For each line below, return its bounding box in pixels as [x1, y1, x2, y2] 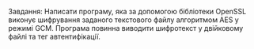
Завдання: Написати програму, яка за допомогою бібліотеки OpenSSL [8, 7, 247, 16]
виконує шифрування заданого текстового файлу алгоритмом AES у [8, 15, 239, 24]
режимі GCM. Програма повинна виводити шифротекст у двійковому [8, 24, 244, 32]
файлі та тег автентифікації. [8, 32, 101, 41]
